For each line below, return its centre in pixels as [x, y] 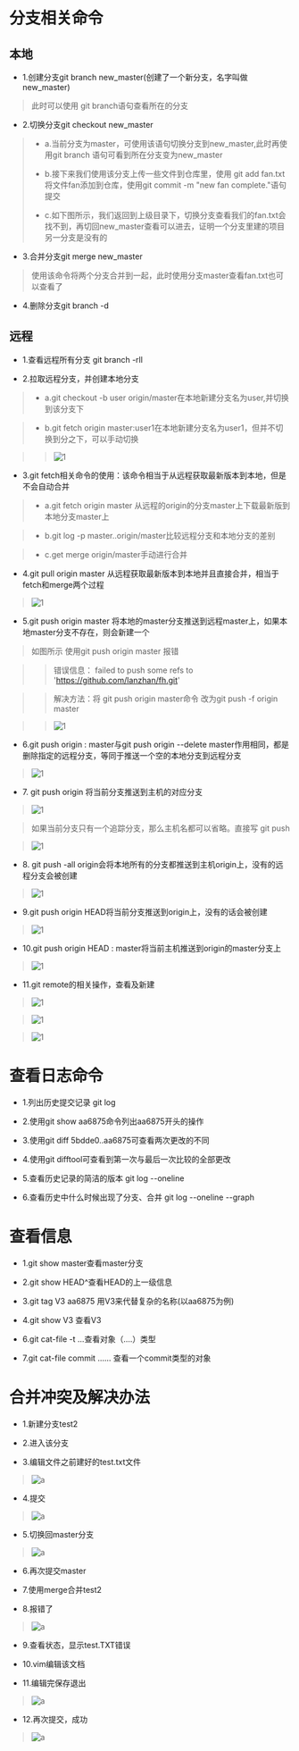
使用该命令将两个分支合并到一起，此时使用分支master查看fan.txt [149, 275]
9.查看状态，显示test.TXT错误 [76, 1645]
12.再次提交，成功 [55, 1719]
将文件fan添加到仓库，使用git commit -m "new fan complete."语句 [166, 185]
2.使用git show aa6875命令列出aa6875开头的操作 [113, 1121]
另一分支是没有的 [76, 237]
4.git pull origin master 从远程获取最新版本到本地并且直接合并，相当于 [150, 574]
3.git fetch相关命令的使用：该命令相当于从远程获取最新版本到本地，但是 [154, 475]
